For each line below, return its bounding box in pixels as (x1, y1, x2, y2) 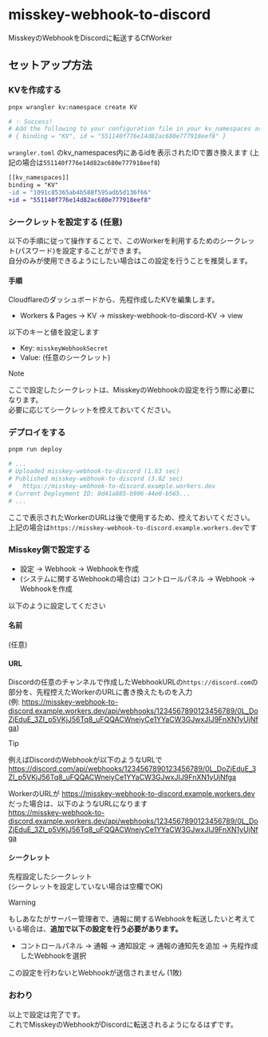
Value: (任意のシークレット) (19, 353, 111, 362)
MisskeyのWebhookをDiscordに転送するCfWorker (8, 33, 173, 42)
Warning (8, 897, 36, 907)
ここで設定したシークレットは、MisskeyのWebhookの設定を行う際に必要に (8, 385, 255, 395)
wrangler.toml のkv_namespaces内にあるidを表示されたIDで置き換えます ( (8, 148, 253, 157)
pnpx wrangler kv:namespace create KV (8, 103, 137, 111)
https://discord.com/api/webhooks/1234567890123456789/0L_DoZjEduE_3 (8, 764, 257, 774)
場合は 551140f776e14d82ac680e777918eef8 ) (22, 158, 161, 168)
